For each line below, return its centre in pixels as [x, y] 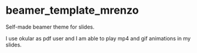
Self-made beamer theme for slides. [50, 27]
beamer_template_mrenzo [72, 10]
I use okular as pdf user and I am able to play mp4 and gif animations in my [98, 38]
